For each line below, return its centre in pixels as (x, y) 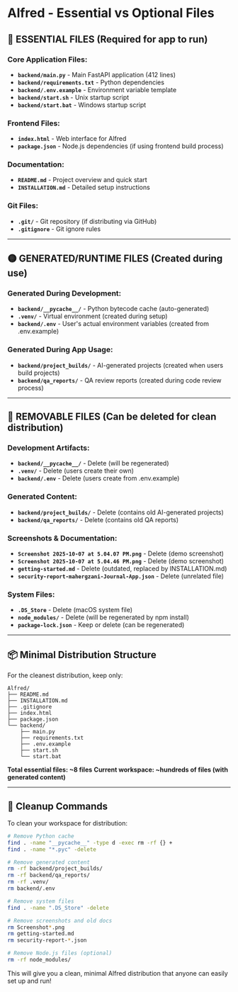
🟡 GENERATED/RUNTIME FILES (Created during (115, 259)
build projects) (39, 373)
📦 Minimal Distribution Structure (82, 654)
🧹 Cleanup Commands (58, 806)
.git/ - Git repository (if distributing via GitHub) (87, 221)
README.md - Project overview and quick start (82, 180)
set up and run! (29, 981)
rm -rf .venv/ (28, 882)
